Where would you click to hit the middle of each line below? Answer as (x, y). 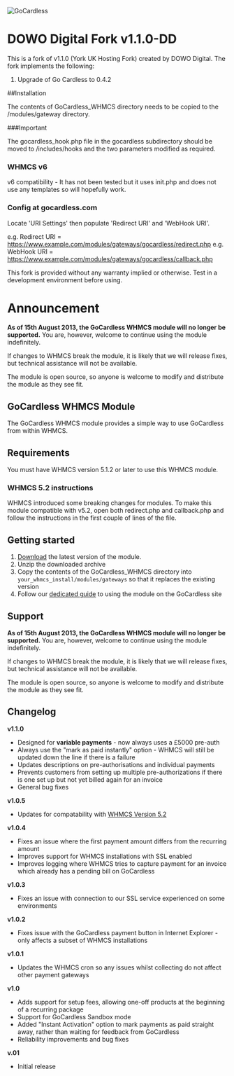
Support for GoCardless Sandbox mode (74, 1016)
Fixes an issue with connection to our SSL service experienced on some (121, 898)
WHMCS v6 (27, 167)
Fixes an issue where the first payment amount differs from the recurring (122, 841)
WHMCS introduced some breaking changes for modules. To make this (109, 503)
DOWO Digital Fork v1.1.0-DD (92, 39)
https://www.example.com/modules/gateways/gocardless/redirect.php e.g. (116, 244)
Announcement (53, 308)
